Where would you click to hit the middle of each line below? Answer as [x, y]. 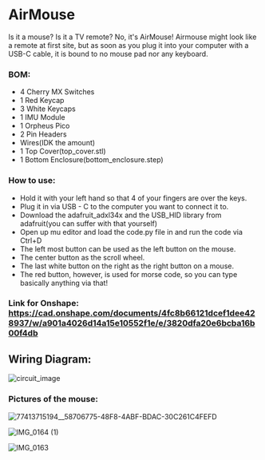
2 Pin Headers [43, 134]
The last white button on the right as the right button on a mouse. [127, 266]
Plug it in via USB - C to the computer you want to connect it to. [124, 206]
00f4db [23, 333]
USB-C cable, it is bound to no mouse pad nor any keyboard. [109, 54]
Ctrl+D [31, 240]
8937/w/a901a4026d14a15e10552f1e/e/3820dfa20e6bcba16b [132, 323]
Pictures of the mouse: [53, 399]
